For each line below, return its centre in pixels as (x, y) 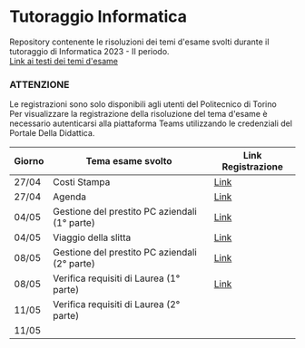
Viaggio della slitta (92, 237)
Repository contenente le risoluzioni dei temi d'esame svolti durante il (139, 42)
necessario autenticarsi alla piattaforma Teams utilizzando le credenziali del (151, 123)
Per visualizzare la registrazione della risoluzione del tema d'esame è (138, 114)
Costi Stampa (82, 182)
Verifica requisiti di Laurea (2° (117, 304)
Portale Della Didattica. (52, 133)
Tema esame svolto (129, 161)
